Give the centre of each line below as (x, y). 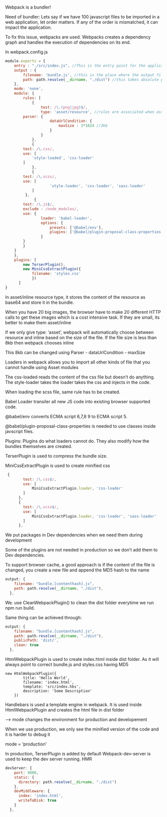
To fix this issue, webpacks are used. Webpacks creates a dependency (78, 37)
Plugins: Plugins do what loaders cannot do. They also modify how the (77, 441)
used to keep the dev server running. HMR (48, 759)
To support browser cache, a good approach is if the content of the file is (80, 565)
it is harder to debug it (28, 734)
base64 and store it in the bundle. (40, 302)
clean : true (26, 645)
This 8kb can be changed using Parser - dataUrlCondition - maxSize (75, 352)
